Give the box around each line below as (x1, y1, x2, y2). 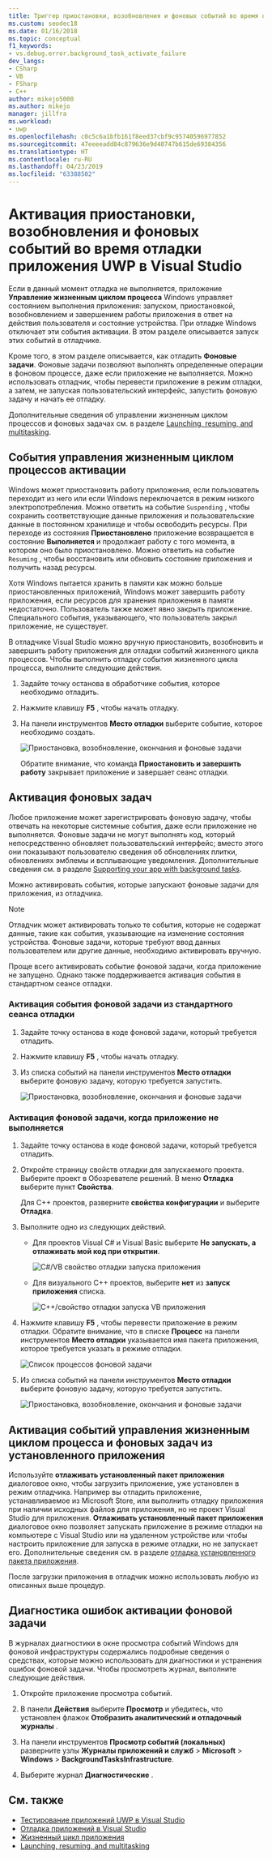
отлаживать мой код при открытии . (32, 1247, 160, 1256)
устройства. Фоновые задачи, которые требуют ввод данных (8, 937, 221, 947)
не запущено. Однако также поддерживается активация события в (8, 970, 241, 980)
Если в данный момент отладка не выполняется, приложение (8, 283, 223, 293)
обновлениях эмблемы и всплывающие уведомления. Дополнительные (8, 855, 259, 865)
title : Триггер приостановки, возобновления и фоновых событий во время (8, 11, 259, 20)
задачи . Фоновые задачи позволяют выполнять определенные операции (8, 359, 263, 369)
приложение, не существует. (8, 621, 108, 631)
